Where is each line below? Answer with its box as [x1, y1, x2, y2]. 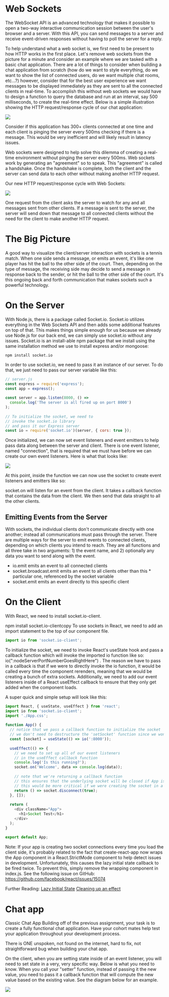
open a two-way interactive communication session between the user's [5, 25, 153, 31]
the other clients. [5, 498, 40, 504]
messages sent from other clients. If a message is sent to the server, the [5, 205, 155, 211]
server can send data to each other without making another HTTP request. [5, 171, 160, 177]
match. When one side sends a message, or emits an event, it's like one [5, 255, 154, 261]
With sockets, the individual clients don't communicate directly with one [5, 526, 154, 532]
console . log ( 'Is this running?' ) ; [14, 760, 87, 765]
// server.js [5, 376, 33, 381]
